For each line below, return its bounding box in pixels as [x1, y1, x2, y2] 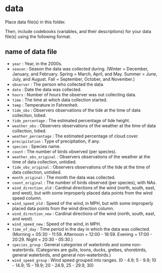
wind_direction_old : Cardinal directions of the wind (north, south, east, [12, 184, 156, 190]
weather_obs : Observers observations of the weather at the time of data [12, 123, 156, 128]
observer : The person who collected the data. [12, 81, 104, 87]
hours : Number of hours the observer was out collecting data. [12, 91, 137, 97]
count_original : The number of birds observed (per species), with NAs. [12, 180, 157, 185]
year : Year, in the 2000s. [12, 60, 63, 66]
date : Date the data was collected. [12, 86, 81, 92]
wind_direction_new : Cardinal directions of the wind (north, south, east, [12, 210, 156, 217]
